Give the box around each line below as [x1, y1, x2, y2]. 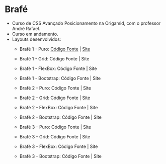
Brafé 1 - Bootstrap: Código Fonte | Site [19, 75, 101, 81]
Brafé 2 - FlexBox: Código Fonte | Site [19, 104, 98, 110]
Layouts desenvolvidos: [12, 36, 61, 42]
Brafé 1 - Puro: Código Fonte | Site [19, 46, 91, 52]
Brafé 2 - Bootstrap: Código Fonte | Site [19, 114, 102, 120]
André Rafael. [12, 25, 41, 31]
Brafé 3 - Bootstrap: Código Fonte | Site [19, 153, 102, 159]
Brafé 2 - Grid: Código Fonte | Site [19, 95, 91, 101]
